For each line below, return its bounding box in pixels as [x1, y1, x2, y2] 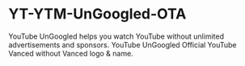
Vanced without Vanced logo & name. [8, 48, 133, 58]
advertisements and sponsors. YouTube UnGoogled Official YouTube [8, 39, 237, 49]
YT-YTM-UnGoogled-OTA [8, 5, 187, 23]
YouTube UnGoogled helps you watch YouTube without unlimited [8, 31, 225, 41]
